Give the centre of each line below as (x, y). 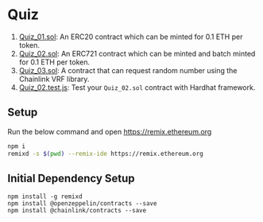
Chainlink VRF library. (54, 79)
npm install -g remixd (45, 197)
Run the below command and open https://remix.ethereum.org (110, 131)
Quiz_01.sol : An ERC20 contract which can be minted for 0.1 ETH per (131, 37)
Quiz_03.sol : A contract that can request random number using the (128, 70)
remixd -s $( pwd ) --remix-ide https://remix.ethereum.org (105, 154)
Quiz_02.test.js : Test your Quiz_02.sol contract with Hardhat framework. (137, 87)
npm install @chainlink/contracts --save (77, 211)
